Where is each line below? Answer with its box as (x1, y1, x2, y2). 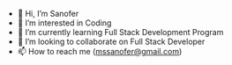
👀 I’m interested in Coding (17, 18, 112, 28)
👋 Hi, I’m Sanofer (17, 9, 79, 18)
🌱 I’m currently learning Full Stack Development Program (17, 27, 224, 37)
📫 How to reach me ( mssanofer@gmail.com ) (17, 47, 183, 56)
